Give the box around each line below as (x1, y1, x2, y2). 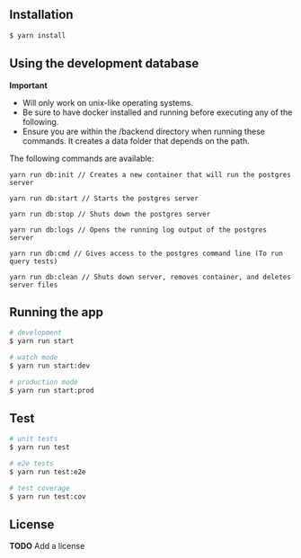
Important (9, 80, 48, 91)
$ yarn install (9, 31, 66, 40)
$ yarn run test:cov (9, 492, 87, 501)
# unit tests (9, 435, 58, 444)
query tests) (9, 256, 58, 266)
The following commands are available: (9, 153, 155, 164)
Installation (9, 7, 74, 22)
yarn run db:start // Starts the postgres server (9, 193, 199, 203)
